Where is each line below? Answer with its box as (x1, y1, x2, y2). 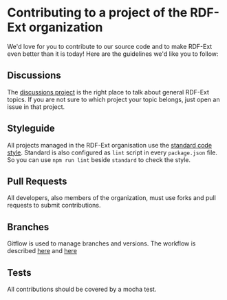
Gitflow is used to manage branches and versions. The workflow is (7, 239, 196, 248)
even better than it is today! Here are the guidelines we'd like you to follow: (7, 50, 219, 58)
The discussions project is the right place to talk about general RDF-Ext (7, 88, 210, 96)
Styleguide (7, 123, 55, 134)
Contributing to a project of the (7, 5, 188, 21)
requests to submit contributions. (7, 201, 101, 210)
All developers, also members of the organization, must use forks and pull (7, 194, 217, 202)
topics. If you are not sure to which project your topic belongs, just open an (7, 95, 220, 103)
